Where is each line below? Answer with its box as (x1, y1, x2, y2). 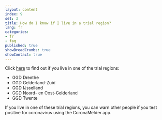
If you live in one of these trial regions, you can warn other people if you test (5, 105, 157, 110)
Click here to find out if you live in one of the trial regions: (5, 65, 119, 71)
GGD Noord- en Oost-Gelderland (12, 90, 78, 96)
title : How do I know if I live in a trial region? (5, 20, 111, 26)
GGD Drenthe (12, 75, 39, 80)
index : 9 (5, 12, 23, 16)
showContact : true (5, 52, 42, 57)
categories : (5, 30, 29, 34)
